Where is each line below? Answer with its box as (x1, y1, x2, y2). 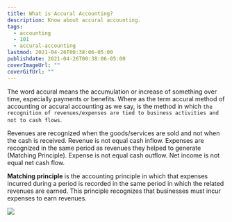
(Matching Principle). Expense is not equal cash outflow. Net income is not (7, 151, 220, 160)
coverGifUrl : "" (7, 68, 54, 75)
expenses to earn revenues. (7, 194, 87, 202)
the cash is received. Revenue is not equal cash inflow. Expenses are (7, 136, 204, 144)
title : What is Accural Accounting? (7, 10, 113, 17)
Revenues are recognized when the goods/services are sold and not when (7, 129, 220, 137)
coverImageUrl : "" (7, 62, 60, 69)
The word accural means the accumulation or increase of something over (7, 87, 217, 96)
